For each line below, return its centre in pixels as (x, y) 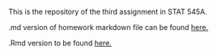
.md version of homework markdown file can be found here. (108, 27)
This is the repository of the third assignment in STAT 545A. (108, 12)
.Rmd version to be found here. (60, 43)
